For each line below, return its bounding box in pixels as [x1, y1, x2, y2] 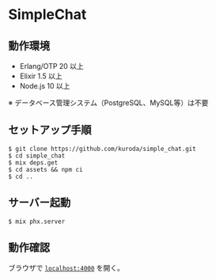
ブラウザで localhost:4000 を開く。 [8, 263, 125, 273]
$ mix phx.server [8, 218, 66, 225]
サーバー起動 [8, 196, 71, 210]
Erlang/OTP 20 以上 [19, 62, 85, 70]
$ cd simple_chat [8, 152, 66, 160]
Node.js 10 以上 [19, 81, 70, 90]
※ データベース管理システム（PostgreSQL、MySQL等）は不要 [8, 98, 209, 108]
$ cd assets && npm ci [8, 165, 83, 173]
